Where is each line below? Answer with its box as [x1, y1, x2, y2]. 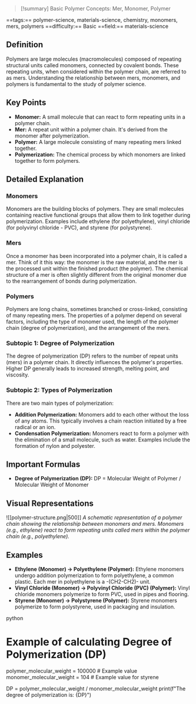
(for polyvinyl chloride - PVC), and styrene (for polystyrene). [6, 224, 152, 231]
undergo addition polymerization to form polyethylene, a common [14, 572, 174, 579]
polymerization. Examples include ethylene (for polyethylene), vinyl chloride [6, 218, 190, 225]
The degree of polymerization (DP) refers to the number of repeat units [6, 352, 178, 359]
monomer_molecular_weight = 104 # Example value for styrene [6, 673, 159, 680]
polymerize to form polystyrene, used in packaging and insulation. [14, 603, 175, 610]
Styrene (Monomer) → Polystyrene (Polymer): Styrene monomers [14, 597, 178, 604]
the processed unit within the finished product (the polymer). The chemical [6, 265, 188, 272]
